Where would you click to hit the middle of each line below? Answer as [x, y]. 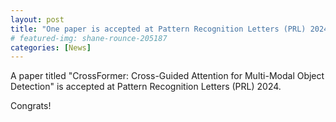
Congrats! [31, 106]
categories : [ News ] [51, 47]
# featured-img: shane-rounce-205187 [89, 38]
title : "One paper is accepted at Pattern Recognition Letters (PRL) [158, 29]
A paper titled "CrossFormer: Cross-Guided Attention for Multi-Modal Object [167, 76]
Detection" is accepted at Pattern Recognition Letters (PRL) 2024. [146, 87]
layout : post [37, 19]
